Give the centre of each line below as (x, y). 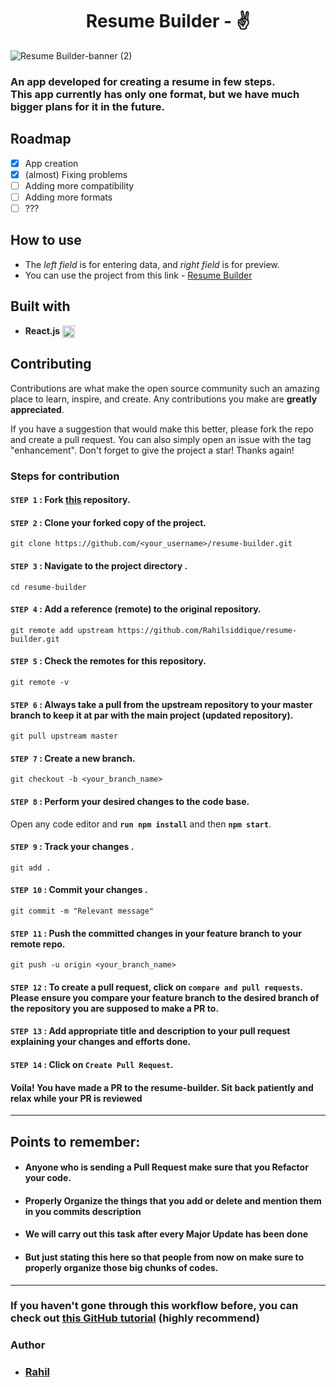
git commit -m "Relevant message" (82, 911)
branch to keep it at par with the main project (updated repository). (152, 715)
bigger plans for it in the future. (87, 106)
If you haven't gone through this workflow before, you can (154, 1306)
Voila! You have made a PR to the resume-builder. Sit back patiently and (162, 1087)
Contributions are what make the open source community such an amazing (165, 388)
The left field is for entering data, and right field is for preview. (152, 264)
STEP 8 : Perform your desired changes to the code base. (130, 801)
